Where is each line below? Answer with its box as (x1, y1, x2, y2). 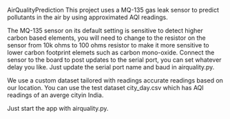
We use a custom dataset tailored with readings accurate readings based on (7, 76, 224, 85)
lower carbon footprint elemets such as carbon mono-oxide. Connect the (7, 48, 215, 56)
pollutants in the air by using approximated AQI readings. (7, 13, 168, 21)
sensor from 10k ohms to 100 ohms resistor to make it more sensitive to (7, 41, 209, 49)
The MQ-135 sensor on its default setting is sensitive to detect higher (7, 27, 203, 34)
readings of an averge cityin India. (7, 91, 104, 99)
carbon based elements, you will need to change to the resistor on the (7, 34, 207, 42)
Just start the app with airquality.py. (7, 105, 109, 112)
